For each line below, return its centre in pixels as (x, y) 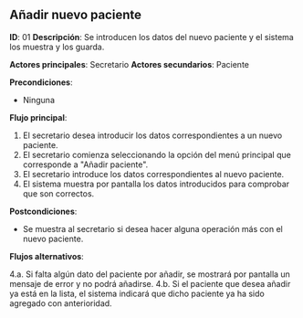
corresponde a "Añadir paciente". (85, 164)
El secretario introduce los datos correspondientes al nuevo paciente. (153, 174)
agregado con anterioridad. (61, 303)
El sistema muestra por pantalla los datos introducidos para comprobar (156, 184)
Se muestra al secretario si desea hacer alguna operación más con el (152, 228)
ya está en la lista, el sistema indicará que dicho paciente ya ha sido (137, 293)
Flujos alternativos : (47, 256)
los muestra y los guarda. (57, 47)
